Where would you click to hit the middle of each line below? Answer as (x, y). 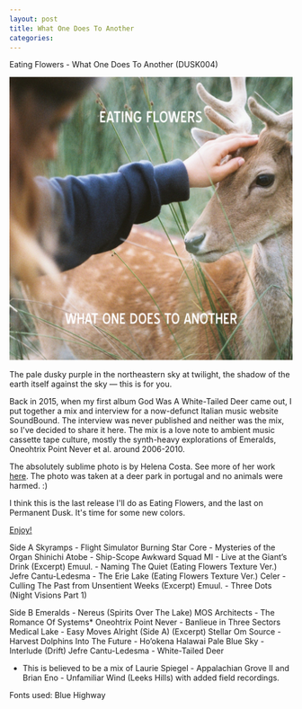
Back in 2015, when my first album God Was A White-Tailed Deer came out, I (151, 402)
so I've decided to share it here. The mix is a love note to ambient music (142, 430)
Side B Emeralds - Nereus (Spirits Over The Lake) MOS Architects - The (142, 613)
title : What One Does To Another (72, 28)
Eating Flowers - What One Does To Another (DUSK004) (114, 65)
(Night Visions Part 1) (48, 595)
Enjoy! (21, 530)
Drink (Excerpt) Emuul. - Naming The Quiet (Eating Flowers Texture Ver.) (143, 567)
